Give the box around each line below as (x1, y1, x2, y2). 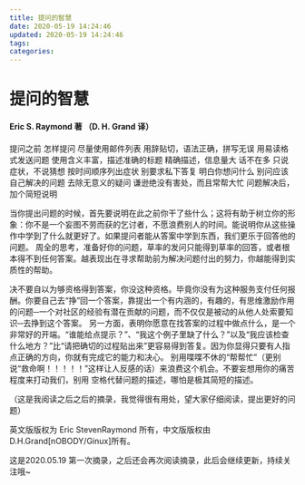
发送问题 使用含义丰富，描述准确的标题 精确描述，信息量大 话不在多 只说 (16, 154, 289, 165)
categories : (9, 47, 54, 56)
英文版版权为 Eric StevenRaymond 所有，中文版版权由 (9, 423, 212, 435)
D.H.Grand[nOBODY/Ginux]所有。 (9, 435, 136, 446)
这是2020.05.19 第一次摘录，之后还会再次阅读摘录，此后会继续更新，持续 (9, 454, 283, 465)
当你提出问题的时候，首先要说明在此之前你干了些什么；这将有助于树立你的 (9, 208, 288, 218)
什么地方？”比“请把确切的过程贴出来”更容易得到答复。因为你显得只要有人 (9, 340, 283, 351)
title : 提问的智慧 (9, 13, 73, 23)
